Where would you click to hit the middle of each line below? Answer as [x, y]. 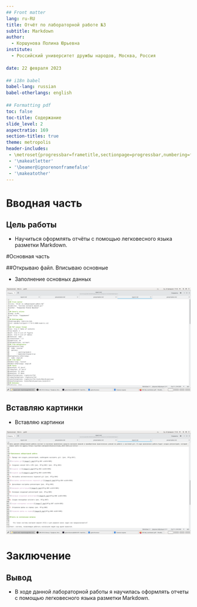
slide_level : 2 [25, 124]
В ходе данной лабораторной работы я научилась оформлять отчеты [101, 592]
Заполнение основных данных [53, 279]
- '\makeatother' [30, 173]
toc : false [19, 112]
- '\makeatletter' [31, 161]
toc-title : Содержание [34, 117]
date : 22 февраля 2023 [34, 68]
